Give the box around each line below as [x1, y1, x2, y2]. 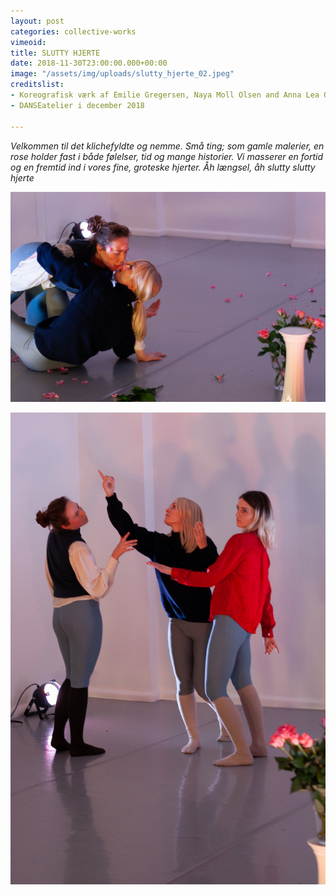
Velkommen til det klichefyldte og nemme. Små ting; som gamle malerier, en [10, 140, 325, 152]
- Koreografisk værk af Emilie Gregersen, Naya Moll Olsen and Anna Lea [10, 90, 320, 100]
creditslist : [10, 80, 65, 90]
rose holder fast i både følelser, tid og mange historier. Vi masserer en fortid [10, 150, 324, 162]
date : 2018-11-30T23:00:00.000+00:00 [10, 58, 168, 69]
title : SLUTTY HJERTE [10, 48, 101, 58]
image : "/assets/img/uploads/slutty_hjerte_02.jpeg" [10, 69, 235, 79]
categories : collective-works [10, 26, 137, 37]
